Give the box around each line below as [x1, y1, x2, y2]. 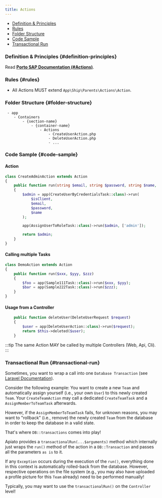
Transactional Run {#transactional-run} [5, 359, 100, 366]
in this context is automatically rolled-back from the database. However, [5, 464, 148, 469]
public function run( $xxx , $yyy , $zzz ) [14, 271, 94, 276]
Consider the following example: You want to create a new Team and [5, 385, 140, 390]
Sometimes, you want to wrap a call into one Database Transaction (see [5, 370, 148, 376]
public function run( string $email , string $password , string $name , [14, 183, 157, 188]
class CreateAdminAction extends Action [5, 174, 88, 179]
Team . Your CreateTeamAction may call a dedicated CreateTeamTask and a [5, 395, 147, 401]
